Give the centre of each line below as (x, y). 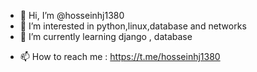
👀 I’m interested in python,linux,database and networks (133, 26)
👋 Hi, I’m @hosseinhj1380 (72, 15)
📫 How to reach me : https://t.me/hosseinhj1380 (120, 56)
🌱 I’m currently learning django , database (106, 36)
